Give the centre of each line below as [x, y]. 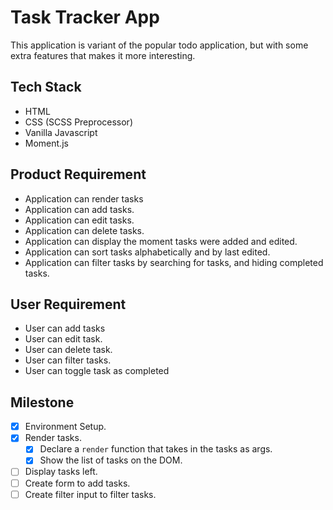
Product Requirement [78, 174]
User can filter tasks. [68, 360]
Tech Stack [46, 87]
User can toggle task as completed [97, 371]
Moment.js [46, 143]
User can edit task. [63, 339]
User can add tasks [65, 328]
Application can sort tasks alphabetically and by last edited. [147, 252]
